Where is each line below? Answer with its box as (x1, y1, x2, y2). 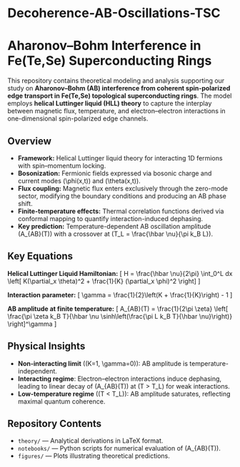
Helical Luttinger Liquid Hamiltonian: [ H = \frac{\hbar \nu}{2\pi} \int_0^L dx (7, 269, 233, 277)
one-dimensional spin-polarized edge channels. (7, 114, 149, 123)
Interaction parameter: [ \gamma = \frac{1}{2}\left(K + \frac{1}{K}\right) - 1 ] (7, 290, 233, 299)
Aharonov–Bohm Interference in (7, 38, 201, 54)
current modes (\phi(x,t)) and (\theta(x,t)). (17, 176, 141, 185)
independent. (17, 366, 57, 375)
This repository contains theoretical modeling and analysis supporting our (7, 76, 225, 85)
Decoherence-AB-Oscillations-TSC (7, 5, 221, 21)
